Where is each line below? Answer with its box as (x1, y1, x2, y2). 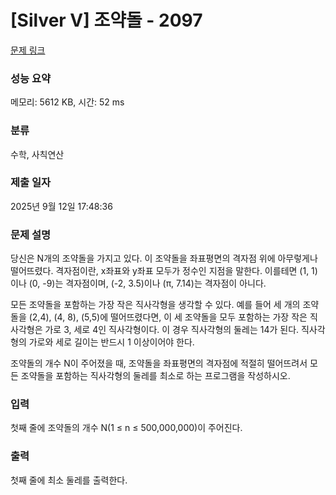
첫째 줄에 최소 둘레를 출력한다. (10, 474, 128, 486)
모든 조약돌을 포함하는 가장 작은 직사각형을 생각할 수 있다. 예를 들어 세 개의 (10, 299, 301, 311)
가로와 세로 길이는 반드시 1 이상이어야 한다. (28, 336, 195, 348)
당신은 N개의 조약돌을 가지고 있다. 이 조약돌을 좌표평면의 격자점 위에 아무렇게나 (10, 252, 318, 265)
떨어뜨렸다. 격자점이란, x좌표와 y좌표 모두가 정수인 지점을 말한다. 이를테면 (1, (10, 265, 310, 277)
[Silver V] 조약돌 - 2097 (10, 9, 203, 32)
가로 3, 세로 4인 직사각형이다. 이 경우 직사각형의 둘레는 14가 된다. (44, 324, 300, 336)
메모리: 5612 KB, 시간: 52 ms (10, 96, 125, 108)
